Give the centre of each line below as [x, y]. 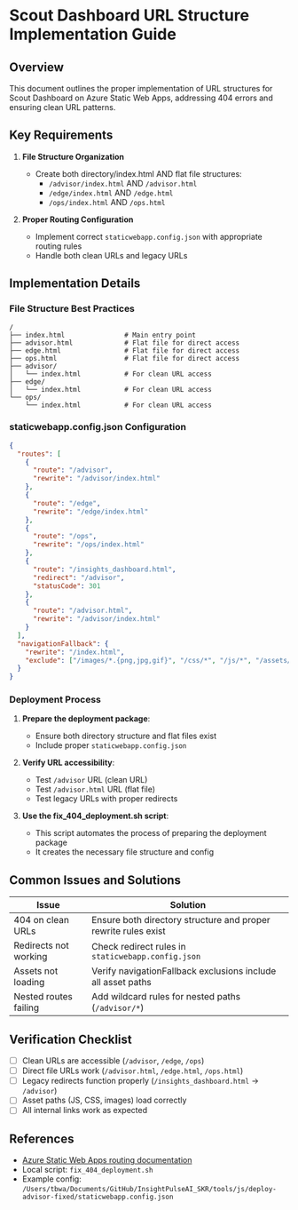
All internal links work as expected [85, 1110]
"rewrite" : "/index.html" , [75, 652]
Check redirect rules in [139, 947]
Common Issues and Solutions [95, 880]
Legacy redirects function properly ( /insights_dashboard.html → [140, 1081]
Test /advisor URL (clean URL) [91, 780]
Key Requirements [61, 135]
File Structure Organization [73, 156]
